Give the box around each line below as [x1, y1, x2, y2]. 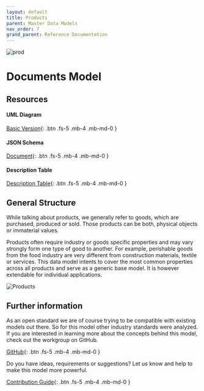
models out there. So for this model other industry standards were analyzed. [6, 323, 199, 331]
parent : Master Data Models [6, 20, 78, 26]
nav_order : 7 [6, 26, 40, 32]
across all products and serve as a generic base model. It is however [6, 265, 180, 272]
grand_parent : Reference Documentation [6, 32, 108, 38]
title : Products [6, 15, 48, 21]
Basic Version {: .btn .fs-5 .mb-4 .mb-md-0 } [6, 125, 117, 132]
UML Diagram [6, 111, 42, 119]
